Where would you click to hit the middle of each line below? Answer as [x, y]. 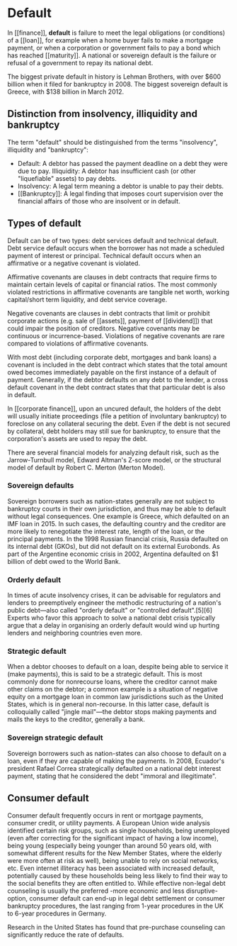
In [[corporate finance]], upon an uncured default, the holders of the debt [114, 408]
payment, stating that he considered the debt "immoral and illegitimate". [112, 776]
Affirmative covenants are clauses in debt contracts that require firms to [112, 277]
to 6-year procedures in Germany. [57, 913]
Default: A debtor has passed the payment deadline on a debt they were [122, 163]
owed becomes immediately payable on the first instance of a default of [112, 372]
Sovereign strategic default [56, 738]
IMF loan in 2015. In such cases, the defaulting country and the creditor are [117, 523]
